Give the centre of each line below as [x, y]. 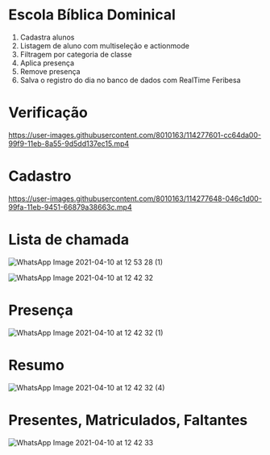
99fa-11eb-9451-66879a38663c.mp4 [70, 207]
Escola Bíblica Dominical [92, 15]
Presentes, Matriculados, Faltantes [128, 420]
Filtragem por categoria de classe [76, 54]
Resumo [36, 365]
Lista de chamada [69, 240]
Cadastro [40, 176]
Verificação [48, 113]
